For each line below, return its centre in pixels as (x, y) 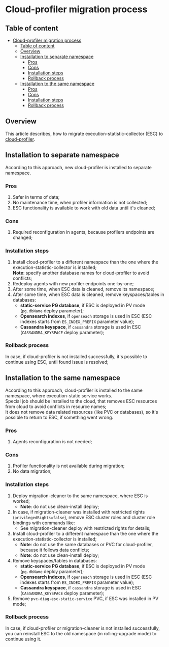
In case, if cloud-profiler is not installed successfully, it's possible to (76, 356)
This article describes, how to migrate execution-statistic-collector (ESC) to (84, 133)
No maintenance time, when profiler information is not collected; (80, 202)
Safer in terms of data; (36, 197)
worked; (21, 501)
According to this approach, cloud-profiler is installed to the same (74, 390)
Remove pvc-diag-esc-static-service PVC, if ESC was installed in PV (86, 598)
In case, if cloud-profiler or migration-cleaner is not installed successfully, (82, 628)
